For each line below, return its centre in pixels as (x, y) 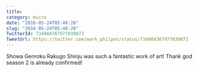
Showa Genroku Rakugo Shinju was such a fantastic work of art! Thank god (99, 56)
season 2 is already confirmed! (44, 62)
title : (14, 12)
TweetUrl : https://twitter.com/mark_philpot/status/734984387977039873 (97, 39)
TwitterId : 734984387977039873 (45, 34)
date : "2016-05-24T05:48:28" (42, 23)
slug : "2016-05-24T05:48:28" (42, 28)
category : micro (26, 17)
